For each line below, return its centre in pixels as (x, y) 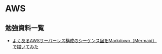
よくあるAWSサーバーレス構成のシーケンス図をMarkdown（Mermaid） (84, 40)
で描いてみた (25, 47)
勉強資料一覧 (25, 28)
